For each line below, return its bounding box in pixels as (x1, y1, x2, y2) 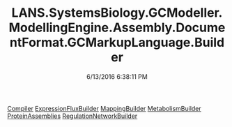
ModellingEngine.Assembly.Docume (8, 20, 226, 36)
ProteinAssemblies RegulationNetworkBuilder (7, 112, 138, 120)
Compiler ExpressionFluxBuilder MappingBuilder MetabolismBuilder (7, 104, 202, 112)
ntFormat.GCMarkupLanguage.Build (9, 35, 225, 50)
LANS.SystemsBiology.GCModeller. (11, 5, 223, 21)
